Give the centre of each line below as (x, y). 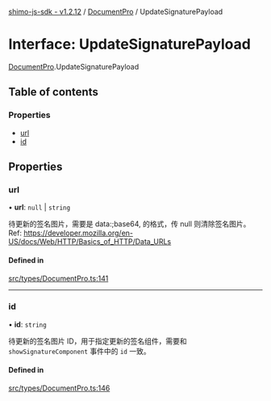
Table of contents (53, 92)
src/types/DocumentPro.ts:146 (59, 388)
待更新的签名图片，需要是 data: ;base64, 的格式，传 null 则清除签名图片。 (129, 224)
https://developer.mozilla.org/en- (79, 233)
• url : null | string (40, 207)
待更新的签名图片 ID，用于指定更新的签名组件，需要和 (98, 341)
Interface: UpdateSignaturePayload (130, 44)
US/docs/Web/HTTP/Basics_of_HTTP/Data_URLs (90, 242)
